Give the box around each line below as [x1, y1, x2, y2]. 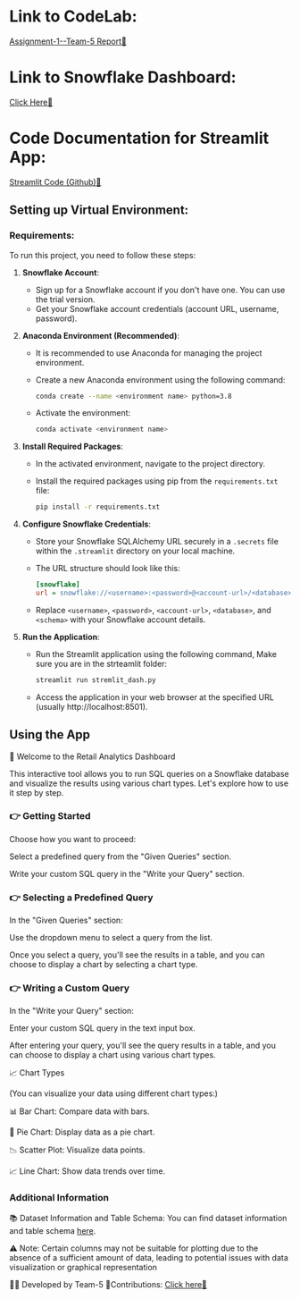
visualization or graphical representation [9, 1261, 158, 1272]
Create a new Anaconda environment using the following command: [35, 374, 286, 385]
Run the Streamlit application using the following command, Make [35, 648, 277, 659]
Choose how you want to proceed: [9, 833, 137, 844]
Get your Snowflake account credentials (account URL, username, [35, 303, 279, 314]
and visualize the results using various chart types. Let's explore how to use [9, 778, 288, 789]
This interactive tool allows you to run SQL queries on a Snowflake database [9, 768, 290, 779]
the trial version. [35, 293, 96, 305]
